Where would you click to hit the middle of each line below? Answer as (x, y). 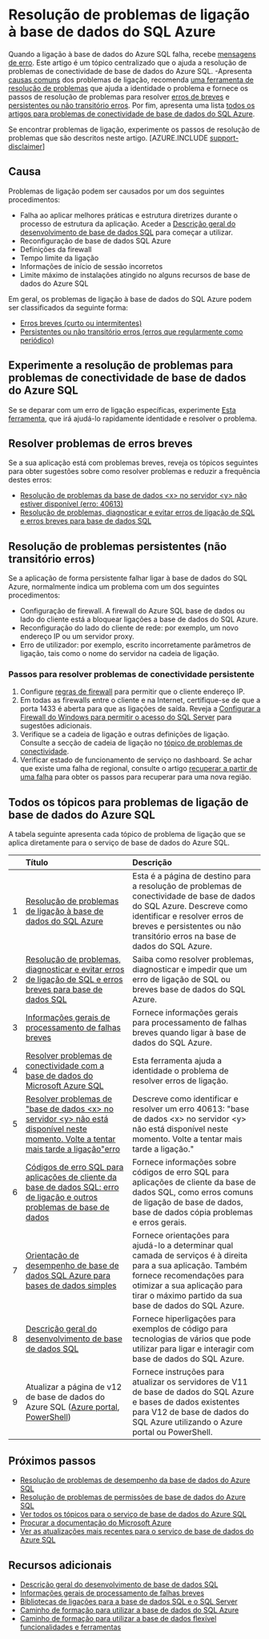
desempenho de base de (72, 1266)
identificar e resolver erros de (188, 916)
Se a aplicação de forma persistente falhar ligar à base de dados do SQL (128, 578)
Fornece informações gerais (185, 1013)
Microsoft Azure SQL (64, 1086)
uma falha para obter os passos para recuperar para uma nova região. (136, 777)
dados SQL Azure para (68, 1276)
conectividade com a (65, 1066)
